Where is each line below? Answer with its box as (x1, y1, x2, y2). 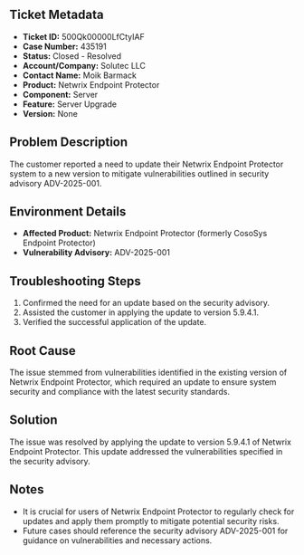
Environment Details (9, 204, 127, 220)
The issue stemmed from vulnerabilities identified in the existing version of (9, 367, 288, 378)
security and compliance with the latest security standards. (9, 387, 231, 397)
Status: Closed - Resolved (22, 50, 122, 62)
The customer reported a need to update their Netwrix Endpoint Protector (9, 158, 284, 169)
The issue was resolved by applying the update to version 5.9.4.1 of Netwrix (9, 436, 292, 447)
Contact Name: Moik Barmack (22, 70, 138, 81)
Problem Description (9, 135, 128, 150)
